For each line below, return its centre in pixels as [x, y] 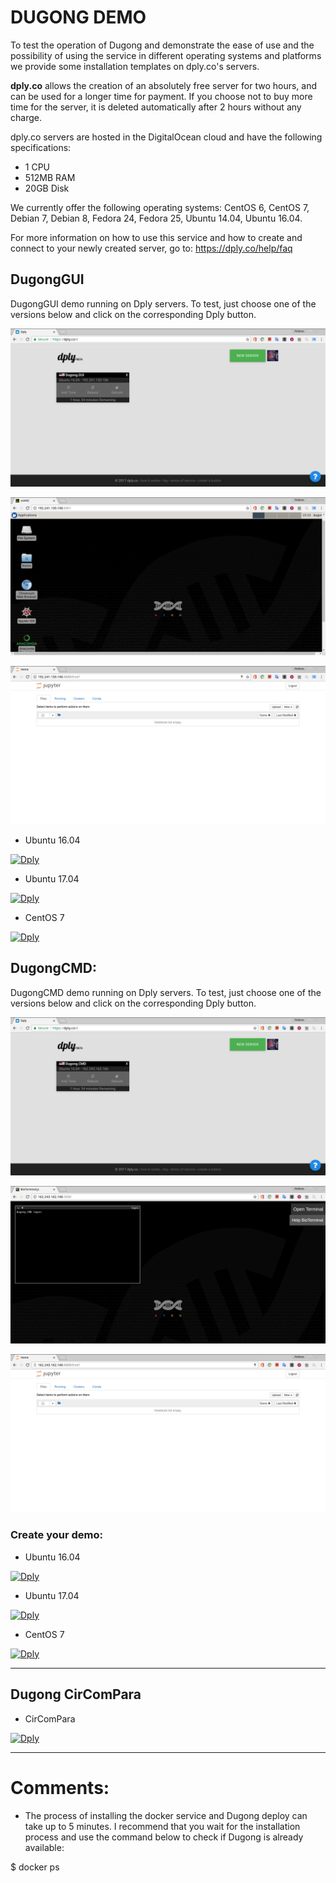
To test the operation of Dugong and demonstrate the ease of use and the [162, 45]
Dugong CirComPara [76, 1694]
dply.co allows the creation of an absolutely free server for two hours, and [164, 85]
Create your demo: [57, 1535]
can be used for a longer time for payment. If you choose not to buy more [161, 96]
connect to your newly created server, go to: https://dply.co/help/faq [151, 248]
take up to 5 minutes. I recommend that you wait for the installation [162, 1826]
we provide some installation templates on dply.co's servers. [135, 66]
